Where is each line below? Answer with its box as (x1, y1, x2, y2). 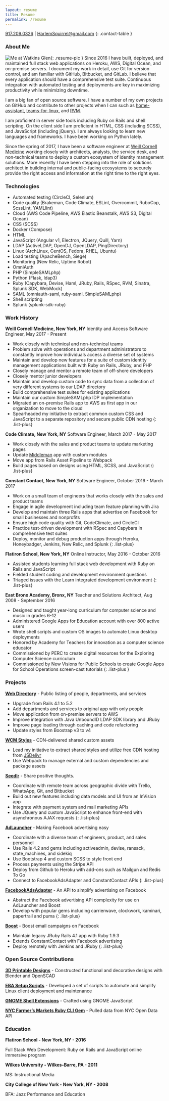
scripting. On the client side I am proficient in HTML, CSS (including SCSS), (5, 122, 161, 129)
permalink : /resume (5, 17, 46, 22)
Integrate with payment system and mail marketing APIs (12, 804, 129, 810)
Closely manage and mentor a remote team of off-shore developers (12, 368, 153, 374)
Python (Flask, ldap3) (12, 274, 58, 281)
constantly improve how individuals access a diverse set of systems (12, 352, 154, 358)
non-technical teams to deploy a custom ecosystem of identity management (5, 154, 164, 160)
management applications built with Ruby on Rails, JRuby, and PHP (12, 362, 152, 369)
